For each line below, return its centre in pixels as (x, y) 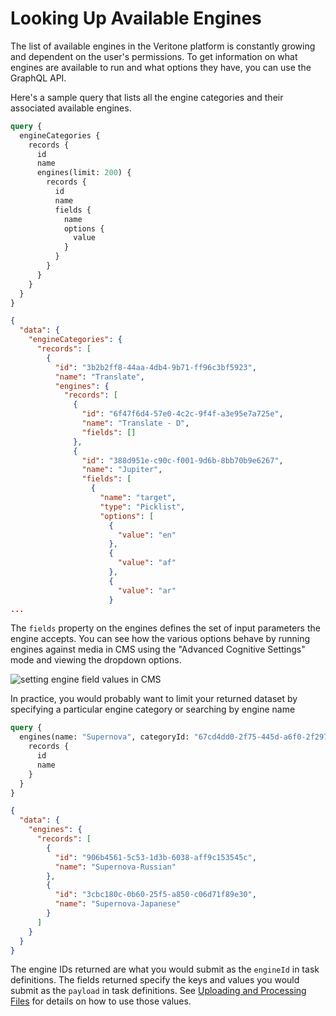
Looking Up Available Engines (136, 18)
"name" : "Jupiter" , (122, 470)
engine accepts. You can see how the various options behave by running (160, 639)
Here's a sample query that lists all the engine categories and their (147, 97)
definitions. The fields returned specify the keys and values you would (155, 980)
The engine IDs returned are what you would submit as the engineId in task (165, 969)
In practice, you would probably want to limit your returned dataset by (154, 699)
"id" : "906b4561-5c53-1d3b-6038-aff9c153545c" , (155, 857)
